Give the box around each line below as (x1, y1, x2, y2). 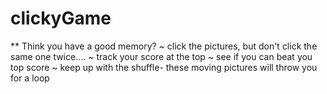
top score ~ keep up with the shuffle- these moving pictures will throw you (10, 61, 318, 73)
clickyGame (10, 7, 112, 30)
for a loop (10, 72, 50, 84)
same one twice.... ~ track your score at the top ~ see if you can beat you (10, 50, 313, 62)
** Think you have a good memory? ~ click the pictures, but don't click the (10, 40, 318, 52)
